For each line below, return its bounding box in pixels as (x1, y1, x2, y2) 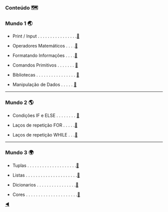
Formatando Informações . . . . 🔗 (12, 52, 78, 58)
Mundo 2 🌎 (5, 99, 34, 106)
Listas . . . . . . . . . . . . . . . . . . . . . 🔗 (12, 172, 80, 178)
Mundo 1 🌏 (5, 19, 33, 26)
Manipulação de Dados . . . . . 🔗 (12, 81, 77, 87)
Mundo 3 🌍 (5, 149, 34, 156)
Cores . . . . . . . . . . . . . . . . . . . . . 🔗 (12, 191, 80, 197)
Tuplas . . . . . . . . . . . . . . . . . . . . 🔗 (12, 162, 79, 168)
